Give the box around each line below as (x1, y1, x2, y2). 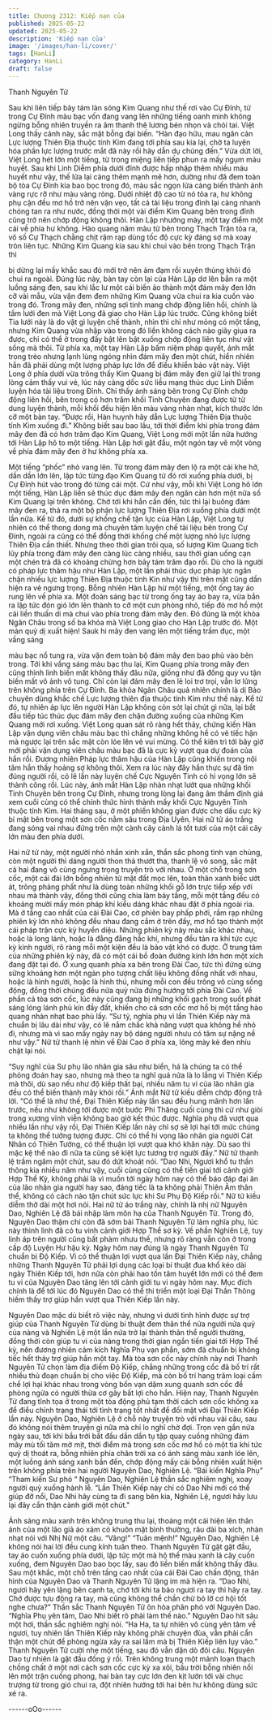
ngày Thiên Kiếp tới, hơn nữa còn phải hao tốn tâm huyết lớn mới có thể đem (8, 1268, 263, 1278)
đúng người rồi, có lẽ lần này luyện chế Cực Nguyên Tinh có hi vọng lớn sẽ (8, 771, 257, 780)
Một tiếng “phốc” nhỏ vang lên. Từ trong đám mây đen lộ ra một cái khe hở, (8, 462, 260, 472)
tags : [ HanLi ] (8, 50, 57, 58)
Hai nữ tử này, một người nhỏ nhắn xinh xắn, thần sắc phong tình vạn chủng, (8, 847, 263, 857)
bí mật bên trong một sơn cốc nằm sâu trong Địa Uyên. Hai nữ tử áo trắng (8, 814, 253, 824)
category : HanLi (8, 58, 63, 66)
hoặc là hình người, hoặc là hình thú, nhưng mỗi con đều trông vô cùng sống (8, 976, 263, 987)
